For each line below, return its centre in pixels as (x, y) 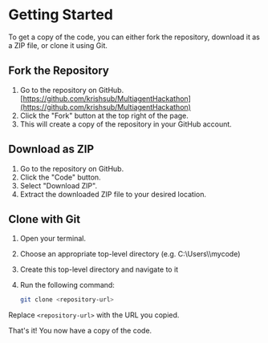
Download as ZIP (51, 149)
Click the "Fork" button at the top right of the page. (104, 115)
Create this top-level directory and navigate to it (99, 269)
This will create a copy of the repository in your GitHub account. (126, 124)
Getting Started (61, 15)
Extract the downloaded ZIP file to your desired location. (113, 194)
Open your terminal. (53, 239)
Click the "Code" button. (61, 177)
